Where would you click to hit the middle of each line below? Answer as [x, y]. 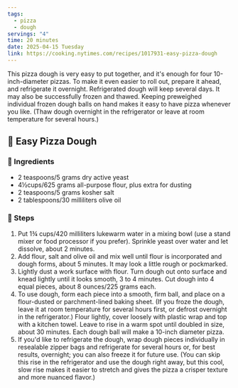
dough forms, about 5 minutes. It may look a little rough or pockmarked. [123, 264]
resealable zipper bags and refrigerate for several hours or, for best [116, 347]
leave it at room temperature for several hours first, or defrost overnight [122, 309]
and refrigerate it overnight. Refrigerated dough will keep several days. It [114, 89]
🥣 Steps [21, 218]
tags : [15, 14]
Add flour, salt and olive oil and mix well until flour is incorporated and [120, 256]
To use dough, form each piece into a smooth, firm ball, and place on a [121, 294]
